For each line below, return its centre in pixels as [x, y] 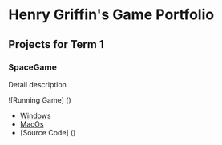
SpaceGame [33, 67]
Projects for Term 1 [56, 44]
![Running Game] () [40, 100]
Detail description [37, 84]
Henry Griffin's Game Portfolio [111, 15]
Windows [35, 115]
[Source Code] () [48, 132]
